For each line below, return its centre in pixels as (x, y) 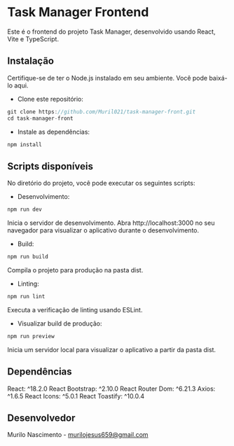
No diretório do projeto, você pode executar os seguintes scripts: (101, 183)
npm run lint (26, 296)
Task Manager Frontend (78, 12)
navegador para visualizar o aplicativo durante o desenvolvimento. (103, 230)
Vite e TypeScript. (33, 39)
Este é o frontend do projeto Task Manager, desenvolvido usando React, (111, 32)
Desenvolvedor (41, 418)
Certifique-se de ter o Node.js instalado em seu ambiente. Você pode (108, 78)
